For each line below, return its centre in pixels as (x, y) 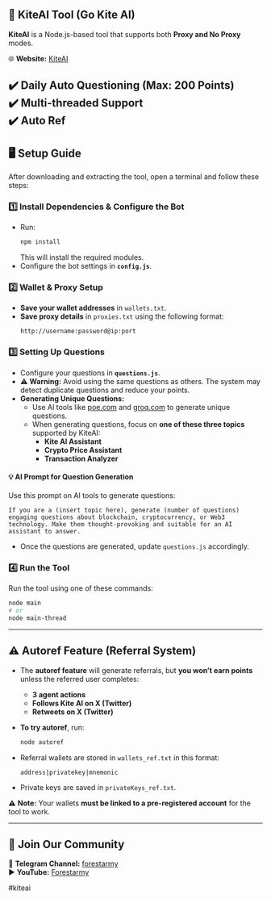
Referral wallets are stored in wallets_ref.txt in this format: (120, 757)
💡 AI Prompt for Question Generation (71, 477)
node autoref (42, 742)
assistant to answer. (45, 531)
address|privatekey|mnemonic (69, 772)
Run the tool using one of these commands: (81, 588)
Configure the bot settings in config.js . (86, 266)
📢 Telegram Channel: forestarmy (63, 863)
